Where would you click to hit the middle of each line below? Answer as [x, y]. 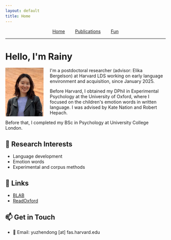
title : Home [18, 16]
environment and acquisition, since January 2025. [103, 81]
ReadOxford [25, 201]
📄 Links [17, 183]
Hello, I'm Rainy [39, 56]
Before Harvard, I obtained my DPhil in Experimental [104, 91]
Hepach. [59, 113]
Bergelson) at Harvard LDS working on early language [107, 76]
